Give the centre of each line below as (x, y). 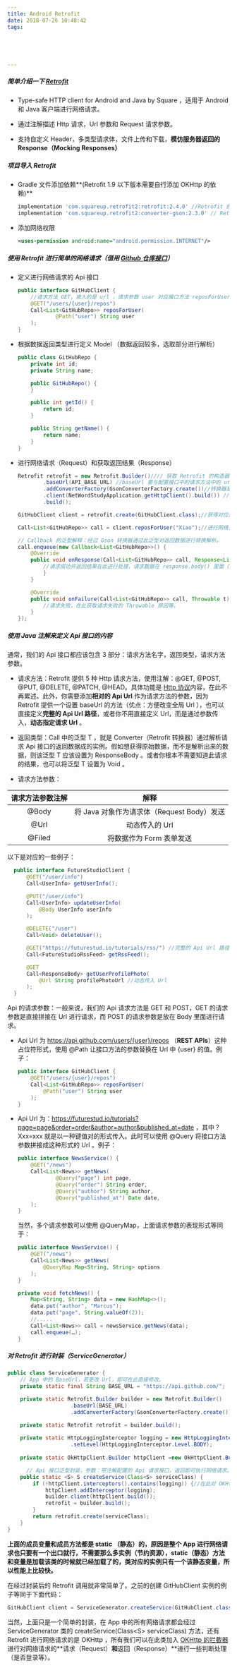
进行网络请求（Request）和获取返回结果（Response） (96, 462)
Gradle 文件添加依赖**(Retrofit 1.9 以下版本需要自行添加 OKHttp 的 (114, 185)
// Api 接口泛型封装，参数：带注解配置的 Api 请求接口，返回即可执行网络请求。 (129, 1470)
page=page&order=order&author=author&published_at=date (106, 1128)
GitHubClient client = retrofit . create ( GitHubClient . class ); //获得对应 (123, 515)
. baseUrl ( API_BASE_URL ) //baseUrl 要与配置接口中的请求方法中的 (132, 483)
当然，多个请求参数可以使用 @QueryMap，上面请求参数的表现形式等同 (120, 1226)
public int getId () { (62, 403)
